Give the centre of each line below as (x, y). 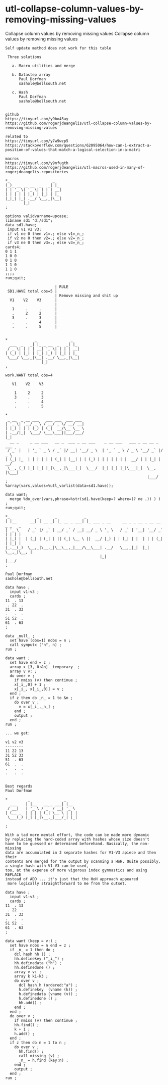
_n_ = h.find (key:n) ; (44, 1060)
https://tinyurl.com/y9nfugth (37, 163)
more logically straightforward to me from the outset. (67, 883)
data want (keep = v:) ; (31, 941)
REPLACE (13, 874)
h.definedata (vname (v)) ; (48, 994)
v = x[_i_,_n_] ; (37, 707)
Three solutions (24, 57)
